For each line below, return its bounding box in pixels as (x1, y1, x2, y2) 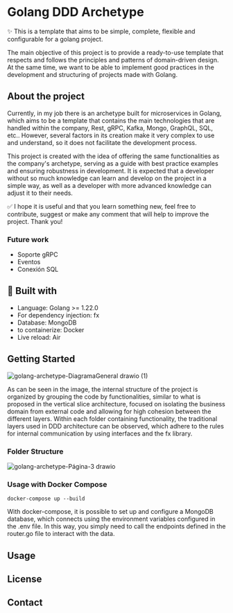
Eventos (17, 258, 41, 266)
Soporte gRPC (17, 250, 58, 259)
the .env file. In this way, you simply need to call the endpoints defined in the (7, 522, 226, 530)
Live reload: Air (17, 333, 61, 341)
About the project (7, 91, 85, 103)
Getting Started (7, 353, 76, 365)
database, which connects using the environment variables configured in (7, 515, 216, 524)
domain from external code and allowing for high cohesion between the (7, 407, 212, 415)
